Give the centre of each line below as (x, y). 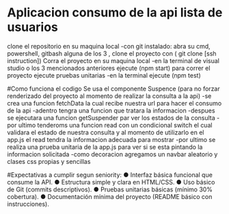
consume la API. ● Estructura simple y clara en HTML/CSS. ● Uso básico (111, 182)
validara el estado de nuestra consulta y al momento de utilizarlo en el (106, 132)
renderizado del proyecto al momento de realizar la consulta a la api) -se (109, 96)
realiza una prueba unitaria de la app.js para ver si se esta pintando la (105, 147)
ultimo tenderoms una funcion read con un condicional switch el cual (115, 125)
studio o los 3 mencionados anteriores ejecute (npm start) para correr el (109, 68)
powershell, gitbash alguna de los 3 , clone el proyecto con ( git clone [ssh (112, 53)
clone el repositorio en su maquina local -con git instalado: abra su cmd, (109, 46)
